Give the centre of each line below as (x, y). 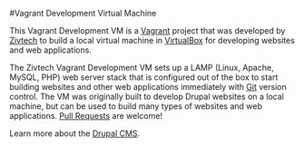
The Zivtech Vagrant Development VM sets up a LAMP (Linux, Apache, (142, 68)
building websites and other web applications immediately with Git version (148, 87)
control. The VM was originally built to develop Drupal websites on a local (147, 96)
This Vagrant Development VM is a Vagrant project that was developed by (147, 30)
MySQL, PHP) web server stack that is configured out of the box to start (144, 77)
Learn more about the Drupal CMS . (75, 133)
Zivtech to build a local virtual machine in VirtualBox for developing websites (152, 40)
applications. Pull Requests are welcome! (86, 116)
